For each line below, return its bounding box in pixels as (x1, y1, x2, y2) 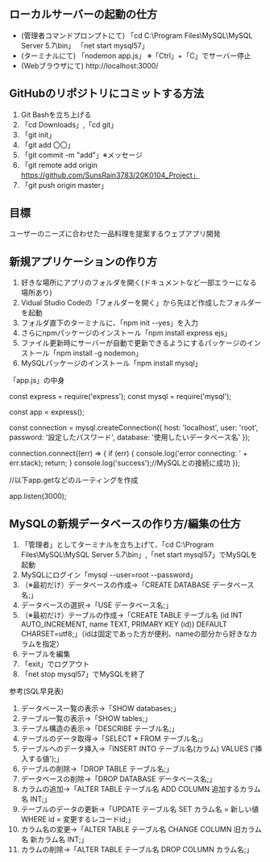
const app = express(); (9, 407, 85, 417)
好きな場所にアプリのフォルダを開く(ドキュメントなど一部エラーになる (20, 277, 257, 288)
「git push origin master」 (20, 180, 108, 189)
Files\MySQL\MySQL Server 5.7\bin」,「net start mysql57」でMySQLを (20, 550, 258, 560)
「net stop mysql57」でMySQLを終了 (20, 669, 146, 679)
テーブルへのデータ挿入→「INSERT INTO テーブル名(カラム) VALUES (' (20, 744, 255, 754)
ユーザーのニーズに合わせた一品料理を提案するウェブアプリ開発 (9, 229, 221, 239)
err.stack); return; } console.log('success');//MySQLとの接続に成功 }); (9, 458, 241, 468)
